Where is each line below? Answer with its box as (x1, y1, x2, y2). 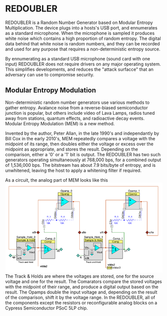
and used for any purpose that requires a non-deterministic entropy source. (5, 46, 161, 52)
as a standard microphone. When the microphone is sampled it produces (5, 30, 155, 36)
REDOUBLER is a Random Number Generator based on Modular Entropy (5, 19, 153, 25)
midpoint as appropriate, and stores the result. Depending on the (5, 146, 138, 152)
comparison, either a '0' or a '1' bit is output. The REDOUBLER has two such (5, 151, 161, 157)
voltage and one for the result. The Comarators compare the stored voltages (5, 278, 162, 285)
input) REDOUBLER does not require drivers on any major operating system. (5, 61, 161, 67)
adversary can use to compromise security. (5, 71, 95, 77)
